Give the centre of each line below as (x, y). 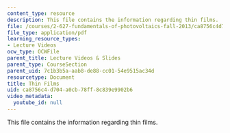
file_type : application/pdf (47, 33)
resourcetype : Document (41, 77)
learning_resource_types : (44, 39)
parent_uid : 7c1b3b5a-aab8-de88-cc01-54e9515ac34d (81, 71)
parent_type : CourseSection (47, 64)
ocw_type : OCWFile (33, 52)
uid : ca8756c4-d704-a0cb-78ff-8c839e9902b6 (70, 90)
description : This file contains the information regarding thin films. (113, 20)
